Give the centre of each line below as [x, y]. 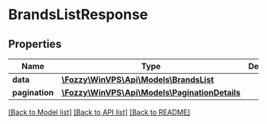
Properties [35, 44]
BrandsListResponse [78, 15]
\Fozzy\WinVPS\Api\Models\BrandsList [138, 79]
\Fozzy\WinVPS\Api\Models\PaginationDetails [151, 93]
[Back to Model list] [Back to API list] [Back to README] [99, 112]
